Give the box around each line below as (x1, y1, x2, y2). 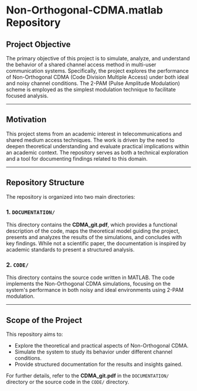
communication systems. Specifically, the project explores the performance (6, 67, 189, 74)
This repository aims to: (6, 331, 63, 338)
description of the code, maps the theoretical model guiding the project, (6, 227, 180, 234)
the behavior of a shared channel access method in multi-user (6, 61, 157, 68)
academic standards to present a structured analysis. (6, 246, 135, 253)
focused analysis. (6, 92, 49, 99)
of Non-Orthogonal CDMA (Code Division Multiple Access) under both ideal (6, 74, 189, 80)
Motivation (6, 115, 47, 125)
